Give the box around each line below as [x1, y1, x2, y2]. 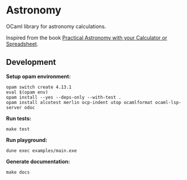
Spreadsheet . [6, 40, 39, 47]
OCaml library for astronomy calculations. [6, 23, 106, 30]
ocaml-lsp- [155, 99, 182, 105]
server [6, 105, 22, 110]
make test [6, 126, 30, 132]
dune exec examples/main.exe [6, 147, 77, 154]
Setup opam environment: [6, 72, 71, 79]
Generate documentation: [6, 158, 70, 165]
